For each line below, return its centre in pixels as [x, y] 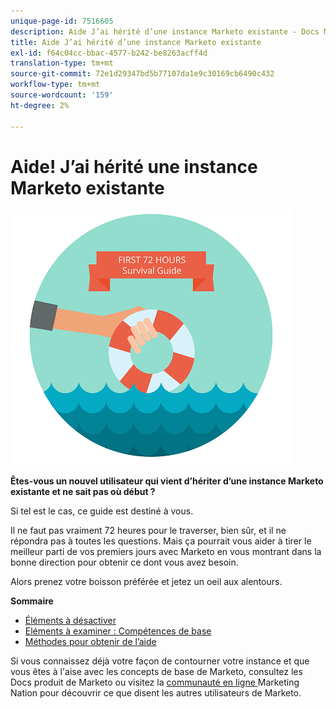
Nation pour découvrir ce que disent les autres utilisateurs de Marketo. [156, 693]
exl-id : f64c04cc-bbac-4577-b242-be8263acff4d [109, 53]
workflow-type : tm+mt [55, 85]
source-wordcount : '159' [62, 95]
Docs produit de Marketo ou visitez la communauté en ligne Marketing [155, 682]
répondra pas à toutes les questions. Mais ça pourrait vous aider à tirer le [161, 541]
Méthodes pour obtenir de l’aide [90, 642]
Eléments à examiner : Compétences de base [118, 631]
